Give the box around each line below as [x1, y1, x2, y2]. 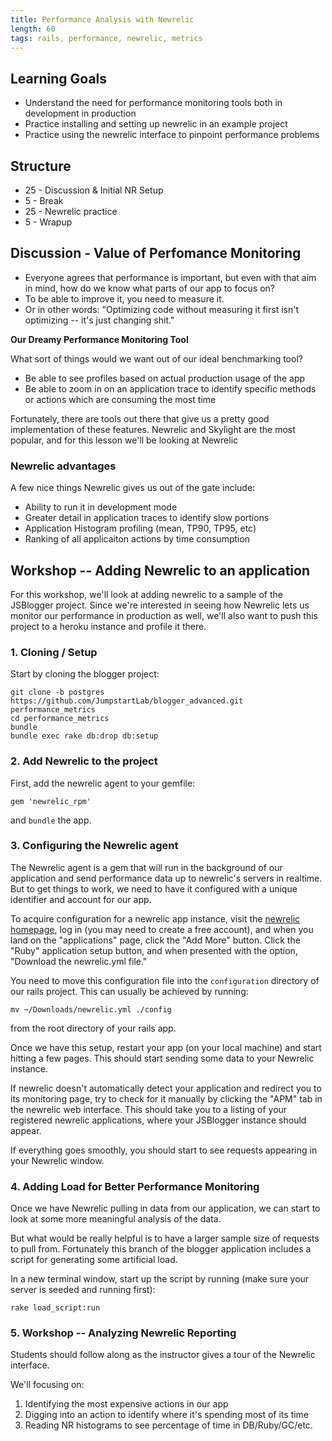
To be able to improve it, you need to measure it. [24, 292, 225, 305]
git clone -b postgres [10, 687, 105, 698]
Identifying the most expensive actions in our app [24, 1398, 229, 1410]
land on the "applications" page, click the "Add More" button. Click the [10, 934, 301, 946]
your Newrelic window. [10, 1154, 105, 1166]
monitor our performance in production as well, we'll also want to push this [10, 609, 318, 621]
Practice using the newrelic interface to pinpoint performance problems [24, 129, 320, 141]
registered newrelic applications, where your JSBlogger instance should [10, 1114, 307, 1126]
